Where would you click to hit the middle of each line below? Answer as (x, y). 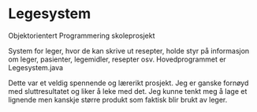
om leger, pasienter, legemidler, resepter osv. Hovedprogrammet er (117, 59)
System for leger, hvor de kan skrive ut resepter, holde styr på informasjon (129, 50)
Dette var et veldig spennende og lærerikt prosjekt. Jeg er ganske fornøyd (128, 83)
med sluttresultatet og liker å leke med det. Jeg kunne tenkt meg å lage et (128, 91)
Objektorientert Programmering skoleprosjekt (82, 35)
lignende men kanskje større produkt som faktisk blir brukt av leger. (118, 99)
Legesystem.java (36, 67)
